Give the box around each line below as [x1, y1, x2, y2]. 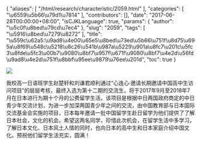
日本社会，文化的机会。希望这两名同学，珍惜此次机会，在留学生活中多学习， [6, 117, 195, 124]
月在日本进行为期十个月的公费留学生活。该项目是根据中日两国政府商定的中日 [6, 94, 195, 101]
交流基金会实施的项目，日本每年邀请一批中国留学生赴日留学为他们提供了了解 [6, 109, 195, 116]
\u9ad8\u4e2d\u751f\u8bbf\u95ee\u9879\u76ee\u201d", [6, 56, 145, 63]
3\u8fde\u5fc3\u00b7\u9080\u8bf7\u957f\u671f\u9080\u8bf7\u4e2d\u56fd [6, 50, 194, 56]
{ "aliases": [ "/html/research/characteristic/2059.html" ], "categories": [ [6, 5, 184, 12]
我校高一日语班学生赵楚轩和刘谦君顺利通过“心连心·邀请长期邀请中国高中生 [6, 79, 188, 86]
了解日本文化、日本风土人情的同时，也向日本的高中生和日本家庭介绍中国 [6, 124, 184, 131]
